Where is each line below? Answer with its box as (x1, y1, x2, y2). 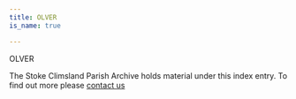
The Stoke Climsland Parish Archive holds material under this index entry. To (9, 70, 288, 80)
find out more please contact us (9, 80, 125, 90)
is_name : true (9, 21, 62, 30)
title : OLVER (9, 12, 57, 22)
